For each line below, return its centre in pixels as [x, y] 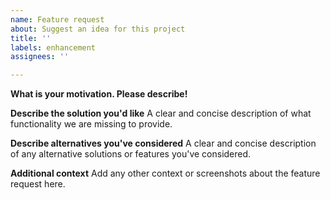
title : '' [31, 38]
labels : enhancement [53, 47]
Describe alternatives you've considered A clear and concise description [163, 143]
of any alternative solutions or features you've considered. [131, 154]
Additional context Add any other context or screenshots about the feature [165, 173]
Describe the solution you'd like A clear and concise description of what [161, 113]
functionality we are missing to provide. [91, 124]
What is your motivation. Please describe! [99, 94]
